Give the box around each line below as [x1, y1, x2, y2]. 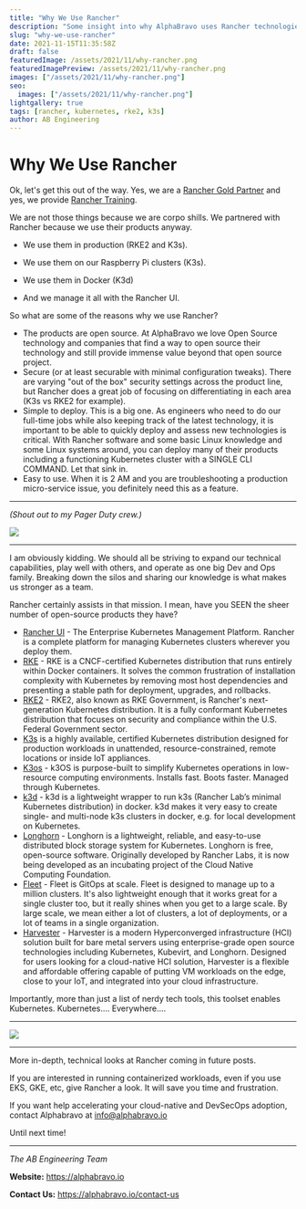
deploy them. [22, 646, 73, 657]
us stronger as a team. [9, 581, 94, 593]
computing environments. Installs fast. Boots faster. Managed [58, 772, 289, 783]
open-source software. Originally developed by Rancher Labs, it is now [22, 849, 290, 860]
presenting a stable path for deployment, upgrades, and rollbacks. [22, 685, 271, 696]
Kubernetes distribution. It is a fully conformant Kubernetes [65, 704, 288, 715]
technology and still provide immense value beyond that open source [22, 348, 282, 359]
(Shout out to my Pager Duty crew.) [9, 509, 143, 520]
